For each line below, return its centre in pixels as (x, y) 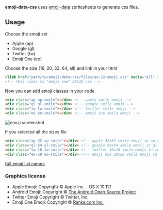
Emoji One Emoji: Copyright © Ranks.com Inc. (58, 202)
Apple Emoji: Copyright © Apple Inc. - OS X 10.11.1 (62, 187)
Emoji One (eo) (27, 59)
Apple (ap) (23, 43)
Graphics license (25, 176)
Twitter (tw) (24, 53)
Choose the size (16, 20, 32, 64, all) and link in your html (61, 68)
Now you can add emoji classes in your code (50, 91)
